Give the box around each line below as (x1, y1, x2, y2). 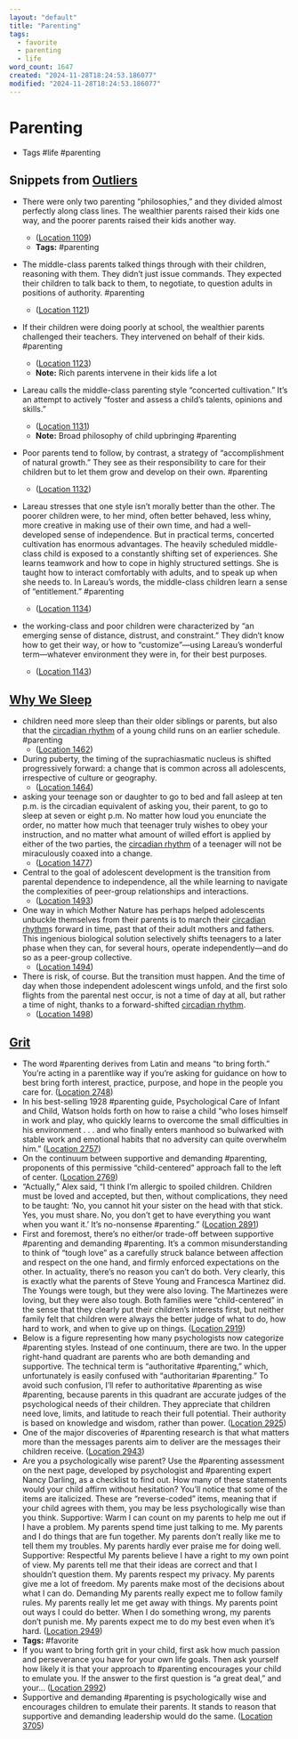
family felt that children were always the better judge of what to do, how (21, 1314, 286, 1324)
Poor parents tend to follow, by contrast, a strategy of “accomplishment (21, 448, 285, 458)
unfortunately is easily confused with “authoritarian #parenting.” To (21, 1371, 269, 1380)
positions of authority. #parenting (21, 287, 145, 298)
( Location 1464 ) (35, 782, 94, 793)
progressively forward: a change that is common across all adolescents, (21, 763, 286, 774)
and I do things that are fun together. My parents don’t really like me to (21, 1532, 281, 1541)
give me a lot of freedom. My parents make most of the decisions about (21, 1579, 285, 1589)
